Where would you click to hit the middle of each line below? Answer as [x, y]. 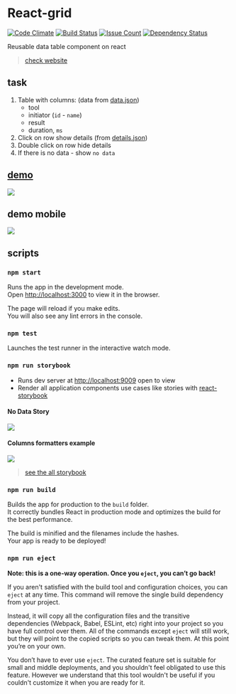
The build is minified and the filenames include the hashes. [93, 533]
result [36, 122]
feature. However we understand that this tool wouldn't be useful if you [111, 675]
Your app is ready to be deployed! [57, 541]
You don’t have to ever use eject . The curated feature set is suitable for [112, 660]
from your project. [34, 602]
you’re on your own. [36, 646]
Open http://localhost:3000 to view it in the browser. [84, 295]
